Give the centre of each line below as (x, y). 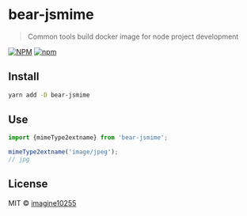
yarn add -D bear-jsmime (49, 95)
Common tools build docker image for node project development (133, 36)
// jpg (19, 160)
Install (24, 77)
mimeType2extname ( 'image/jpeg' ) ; (63, 152)
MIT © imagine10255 (42, 203)
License (28, 184)
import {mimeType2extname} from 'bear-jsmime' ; (88, 138)
